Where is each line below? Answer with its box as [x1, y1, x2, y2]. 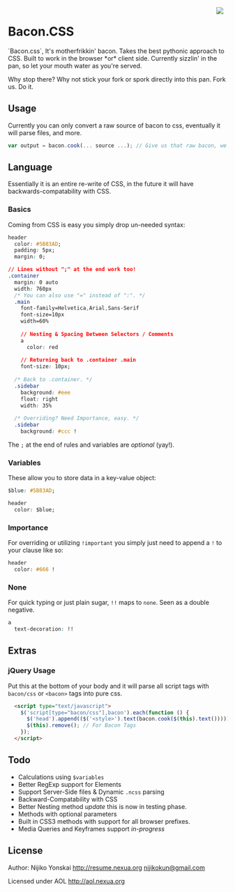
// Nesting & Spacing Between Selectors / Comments [20, 330, 174, 337]
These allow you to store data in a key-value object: [8, 474, 156, 482]
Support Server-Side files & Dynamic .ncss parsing [17, 787, 165, 796]
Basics [8, 205, 31, 215]
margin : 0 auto [14, 279, 59, 286]
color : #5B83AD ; [14, 240, 61, 247]
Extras [8, 645, 37, 657]
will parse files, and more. [8, 128, 82, 137]
